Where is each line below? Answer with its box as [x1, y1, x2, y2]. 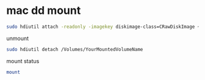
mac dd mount [6, 4, 81, 18]
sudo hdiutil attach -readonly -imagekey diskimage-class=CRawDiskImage [6, 24, 195, 30]
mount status [6, 57, 40, 64]
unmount [6, 35, 29, 42]
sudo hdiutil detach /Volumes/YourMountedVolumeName [6, 46, 143, 52]
